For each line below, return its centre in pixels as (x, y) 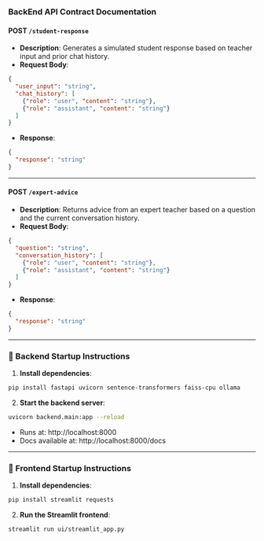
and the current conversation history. (79, 218)
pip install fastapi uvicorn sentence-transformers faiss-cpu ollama (125, 388)
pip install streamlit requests (61, 500)
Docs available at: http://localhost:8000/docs (93, 440)
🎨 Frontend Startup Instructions (70, 468)
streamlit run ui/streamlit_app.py (66, 529)
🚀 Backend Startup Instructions (69, 356)
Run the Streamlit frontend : (65, 515)
